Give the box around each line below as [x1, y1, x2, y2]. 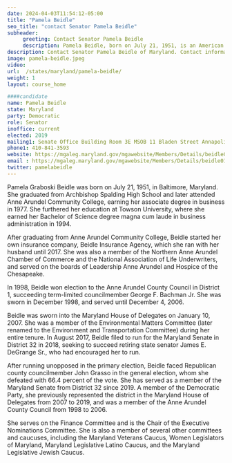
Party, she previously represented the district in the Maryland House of [7, 390, 209, 399]
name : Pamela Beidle [7, 100, 67, 107]
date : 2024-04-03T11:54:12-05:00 [7, 10, 104, 17]
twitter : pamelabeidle [7, 164, 72, 171]
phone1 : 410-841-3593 [7, 144, 70, 152]
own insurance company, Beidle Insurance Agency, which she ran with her [7, 240, 220, 249]
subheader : [7, 29, 39, 37]
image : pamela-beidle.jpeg [7, 55, 85, 62]
